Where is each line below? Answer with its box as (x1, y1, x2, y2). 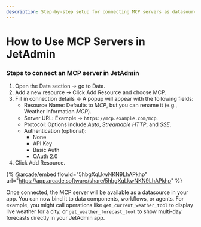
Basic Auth (32, 147, 60, 154)
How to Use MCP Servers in (6, 34, 145, 48)
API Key (32, 140, 53, 147)
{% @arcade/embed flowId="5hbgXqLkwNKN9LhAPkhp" (6, 171, 148, 178)
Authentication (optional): (23, 127, 87, 135)
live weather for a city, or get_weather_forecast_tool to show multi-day (6, 208, 182, 215)
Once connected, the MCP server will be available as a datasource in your (6, 189, 188, 196)
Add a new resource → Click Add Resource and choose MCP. (14, 89, 166, 96)
